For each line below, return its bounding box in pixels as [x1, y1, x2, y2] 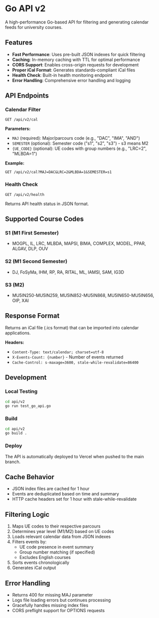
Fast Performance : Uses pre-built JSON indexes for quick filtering [12, 51, 145, 57]
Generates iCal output [12, 565, 56, 571]
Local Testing [5, 388, 38, 395]
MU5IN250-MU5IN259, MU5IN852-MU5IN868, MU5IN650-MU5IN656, [12, 293, 155, 298]
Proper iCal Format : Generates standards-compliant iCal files [12, 67, 135, 73]
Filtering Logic [5, 510, 50, 518]
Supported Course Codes [5, 215, 84, 223]
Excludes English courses [19, 554, 71, 560]
